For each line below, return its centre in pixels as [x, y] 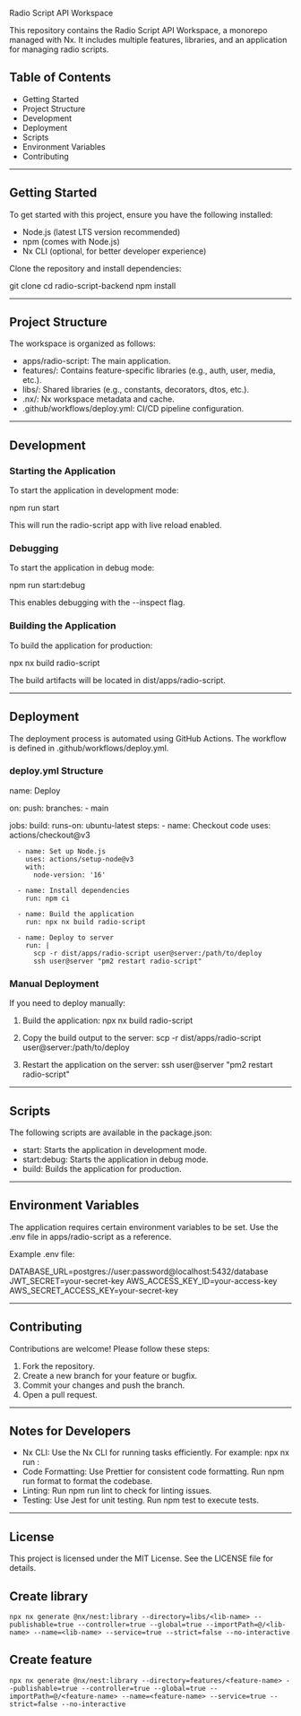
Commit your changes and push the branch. [103, 1385]
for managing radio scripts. [59, 49]
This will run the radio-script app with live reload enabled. [116, 525]
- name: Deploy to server [66, 937]
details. [23, 1568]
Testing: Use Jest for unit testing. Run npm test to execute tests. [141, 1500]
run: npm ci [47, 898]
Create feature [51, 1660]
